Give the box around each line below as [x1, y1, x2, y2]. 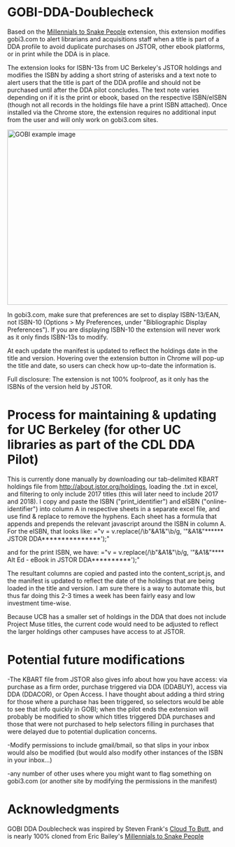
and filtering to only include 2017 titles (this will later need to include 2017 [7, 489, 219, 498]
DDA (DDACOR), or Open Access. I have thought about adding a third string [7, 690, 225, 698]
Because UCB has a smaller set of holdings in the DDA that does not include [7, 612, 227, 621]
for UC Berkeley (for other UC [7, 422, 182, 438]
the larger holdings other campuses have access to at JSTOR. [7, 627, 185, 635]
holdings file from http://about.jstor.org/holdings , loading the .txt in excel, [7, 482, 218, 491]
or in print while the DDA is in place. [7, 50, 111, 58]
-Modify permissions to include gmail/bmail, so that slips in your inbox [7, 740, 210, 749]
